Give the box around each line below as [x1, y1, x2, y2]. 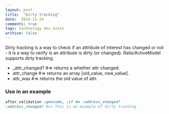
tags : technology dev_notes [5, 26, 65, 31]
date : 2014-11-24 [5, 17, 44, 22]
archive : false [5, 31, 37, 36]
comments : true [5, 21, 37, 27]
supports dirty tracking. [5, 55, 54, 61]
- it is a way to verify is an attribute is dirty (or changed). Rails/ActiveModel [5, 50, 161, 56]
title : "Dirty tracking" [5, 12, 60, 17]
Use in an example [5, 88, 51, 95]
